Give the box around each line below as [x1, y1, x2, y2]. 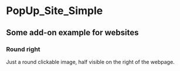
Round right [6, 45, 40, 53]
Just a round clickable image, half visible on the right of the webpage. [6, 58, 175, 65]
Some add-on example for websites [6, 28, 139, 38]
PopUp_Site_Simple [6, 4, 103, 18]
